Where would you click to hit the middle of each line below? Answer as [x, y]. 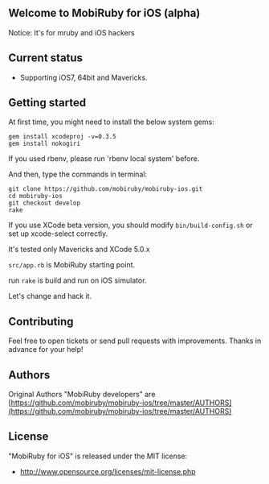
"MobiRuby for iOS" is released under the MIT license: [98, 456]
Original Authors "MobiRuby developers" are [82, 395]
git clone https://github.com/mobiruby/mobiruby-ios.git [106, 189]
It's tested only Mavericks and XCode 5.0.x [79, 250]
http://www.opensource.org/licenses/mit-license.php [108, 471]
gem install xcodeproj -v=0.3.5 [62, 137]
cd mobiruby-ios [35, 196]
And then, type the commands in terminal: [77, 174]
